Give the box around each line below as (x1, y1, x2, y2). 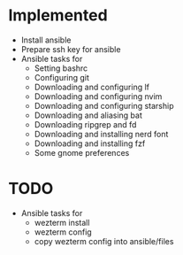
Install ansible (20, 35, 72, 45)
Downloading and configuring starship (34, 100, 174, 111)
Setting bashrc (34, 63, 88, 73)
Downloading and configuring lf (34, 81, 150, 92)
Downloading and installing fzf (34, 138, 146, 149)
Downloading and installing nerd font (34, 128, 169, 139)
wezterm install (34, 217, 90, 228)
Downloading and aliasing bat (34, 110, 142, 120)
